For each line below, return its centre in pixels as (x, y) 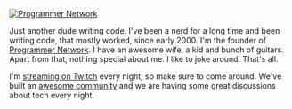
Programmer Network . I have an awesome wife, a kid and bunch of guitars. (147, 50)
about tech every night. (52, 95)
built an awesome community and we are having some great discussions (142, 86)
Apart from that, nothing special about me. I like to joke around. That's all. (144, 59)
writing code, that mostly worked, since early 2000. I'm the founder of (138, 40)
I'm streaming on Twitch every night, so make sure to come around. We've (146, 76)
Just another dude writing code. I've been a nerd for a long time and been (145, 31)
